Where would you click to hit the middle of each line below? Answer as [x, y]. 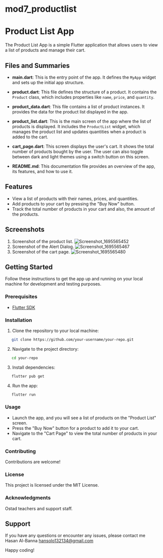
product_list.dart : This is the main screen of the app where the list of [81, 121]
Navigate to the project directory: [45, 349]
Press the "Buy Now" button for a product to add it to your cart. [75, 428]
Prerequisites [21, 297]
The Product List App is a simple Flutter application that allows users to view [81, 45]
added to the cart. [30, 137]
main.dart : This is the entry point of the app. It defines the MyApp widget [84, 77]
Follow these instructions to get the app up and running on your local [74, 279]
